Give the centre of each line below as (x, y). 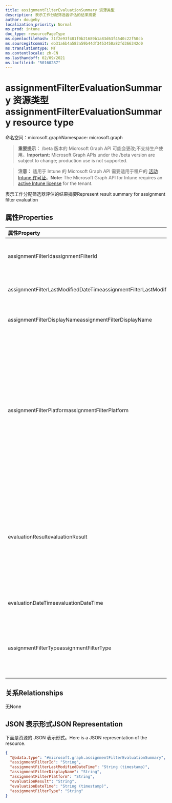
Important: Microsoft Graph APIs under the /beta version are (91, 155)
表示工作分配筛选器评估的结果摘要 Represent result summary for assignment (85, 194)
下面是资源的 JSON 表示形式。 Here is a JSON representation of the (76, 737)
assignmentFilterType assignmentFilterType (60, 648)
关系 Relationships (34, 693)
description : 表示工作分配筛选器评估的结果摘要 (51, 15)
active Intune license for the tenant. (55, 183)
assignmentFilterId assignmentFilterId (52, 256)
